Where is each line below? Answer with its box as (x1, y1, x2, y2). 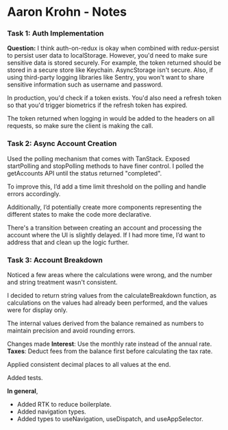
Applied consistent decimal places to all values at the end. (7, 361, 171, 369)
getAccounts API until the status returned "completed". (7, 169, 162, 177)
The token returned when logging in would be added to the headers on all (7, 115, 215, 123)
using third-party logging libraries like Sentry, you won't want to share (7, 73, 205, 82)
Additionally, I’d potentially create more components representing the (7, 203, 202, 211)
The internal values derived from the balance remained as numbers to (7, 320, 204, 328)
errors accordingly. (7, 189, 61, 198)
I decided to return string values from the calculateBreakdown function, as (7, 291, 217, 300)
